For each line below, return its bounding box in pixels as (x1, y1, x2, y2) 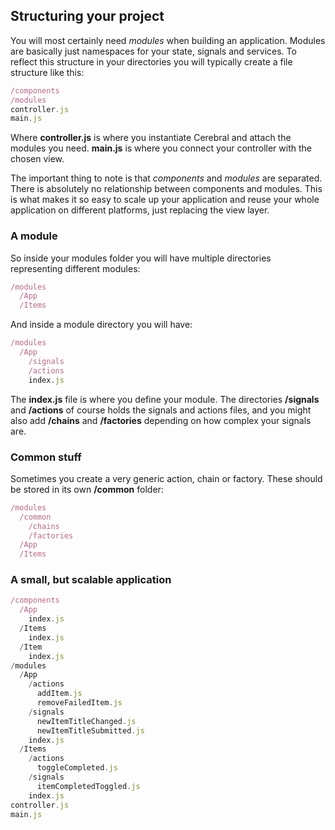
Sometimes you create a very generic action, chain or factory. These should (10, 472, 323, 484)
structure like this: (10, 66, 85, 78)
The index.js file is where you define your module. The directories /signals (10, 393, 320, 405)
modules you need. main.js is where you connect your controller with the (10, 142, 312, 154)
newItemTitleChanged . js (36, 716, 137, 726)
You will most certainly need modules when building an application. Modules (10, 34, 326, 46)
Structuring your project (10, 8, 165, 25)
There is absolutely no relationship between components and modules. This (10, 183, 323, 195)
